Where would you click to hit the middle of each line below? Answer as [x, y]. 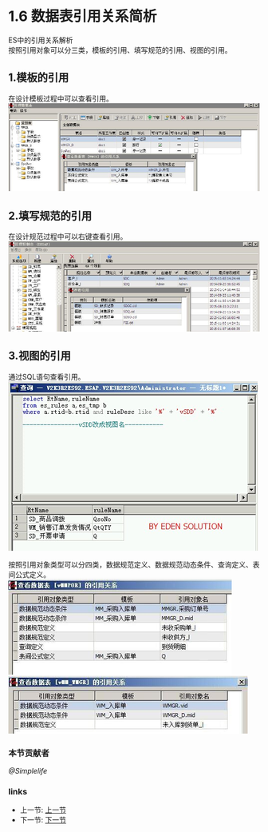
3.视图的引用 [40, 356]
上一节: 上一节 [43, 810]
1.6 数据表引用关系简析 [83, 16]
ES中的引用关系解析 [41, 40]
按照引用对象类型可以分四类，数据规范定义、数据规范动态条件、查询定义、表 [134, 564]
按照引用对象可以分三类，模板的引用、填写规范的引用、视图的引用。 [120, 50]
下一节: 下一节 [43, 820]
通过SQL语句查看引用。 [47, 376]
